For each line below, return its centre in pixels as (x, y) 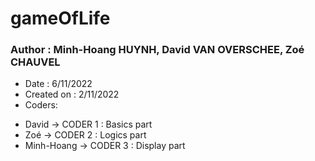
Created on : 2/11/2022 (72, 94)
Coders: (41, 105)
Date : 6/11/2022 (58, 84)
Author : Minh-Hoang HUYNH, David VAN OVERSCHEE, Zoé (157, 50)
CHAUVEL (35, 62)
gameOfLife (60, 18)
